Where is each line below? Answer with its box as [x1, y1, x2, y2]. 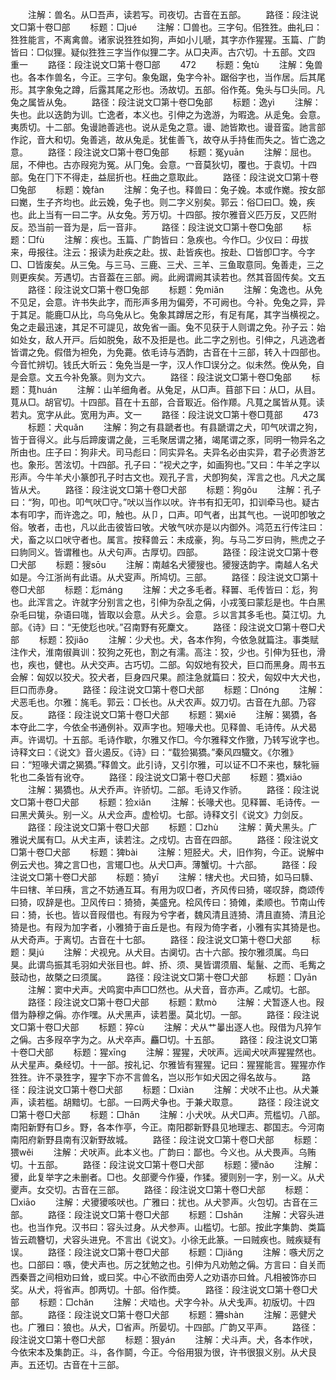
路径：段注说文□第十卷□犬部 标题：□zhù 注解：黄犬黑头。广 [27, 821, 318, 833]
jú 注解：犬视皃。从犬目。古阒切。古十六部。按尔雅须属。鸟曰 [36, 946, 310, 958]
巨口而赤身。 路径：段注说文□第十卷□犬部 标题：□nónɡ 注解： [10, 684, 326, 695]
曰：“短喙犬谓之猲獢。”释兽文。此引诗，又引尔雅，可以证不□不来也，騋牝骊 [10, 759, 320, 770]
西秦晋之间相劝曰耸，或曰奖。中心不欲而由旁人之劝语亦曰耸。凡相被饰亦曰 [10, 1271, 317, 1283]
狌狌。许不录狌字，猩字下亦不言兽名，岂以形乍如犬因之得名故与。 [10, 1071, 282, 1083]
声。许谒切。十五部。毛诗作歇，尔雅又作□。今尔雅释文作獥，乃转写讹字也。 [10, 734, 325, 745]
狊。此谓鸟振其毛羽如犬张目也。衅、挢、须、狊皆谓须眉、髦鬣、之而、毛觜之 [10, 959, 326, 970]
